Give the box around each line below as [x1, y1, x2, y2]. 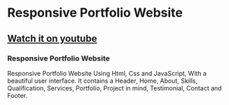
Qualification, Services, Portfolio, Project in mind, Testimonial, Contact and [7, 83, 222, 92]
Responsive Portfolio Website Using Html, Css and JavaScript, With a [7, 69, 207, 77]
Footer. [7, 91, 28, 99]
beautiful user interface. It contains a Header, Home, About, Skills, [7, 76, 198, 85]
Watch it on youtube [7, 33, 97, 45]
